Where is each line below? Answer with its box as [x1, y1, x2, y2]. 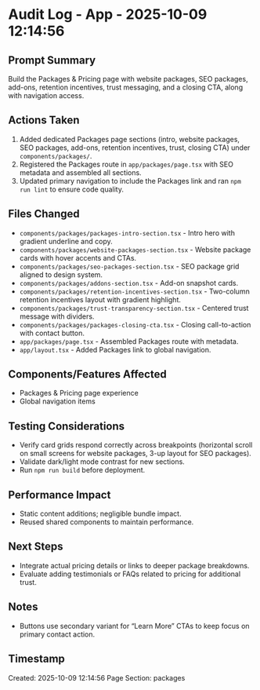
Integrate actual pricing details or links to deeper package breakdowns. [19, 560, 250, 570]
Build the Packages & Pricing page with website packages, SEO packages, [8, 75, 248, 83]
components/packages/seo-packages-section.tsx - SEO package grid [19, 261, 240, 271]
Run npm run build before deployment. [19, 465, 146, 475]
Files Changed [8, 207, 80, 221]
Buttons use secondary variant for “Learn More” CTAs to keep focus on [19, 621, 250, 630]
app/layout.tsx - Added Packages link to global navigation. [19, 345, 211, 354]
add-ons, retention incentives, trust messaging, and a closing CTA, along [8, 82, 244, 92]
